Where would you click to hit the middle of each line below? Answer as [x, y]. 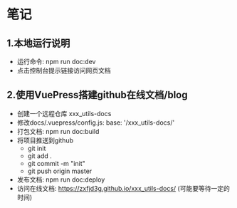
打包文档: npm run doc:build [58, 131]
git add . [40, 156]
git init [37, 148]
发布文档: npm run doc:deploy [61, 180]
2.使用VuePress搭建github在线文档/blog [97, 95]
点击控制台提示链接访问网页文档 [64, 71]
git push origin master [60, 171]
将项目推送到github [45, 140]
